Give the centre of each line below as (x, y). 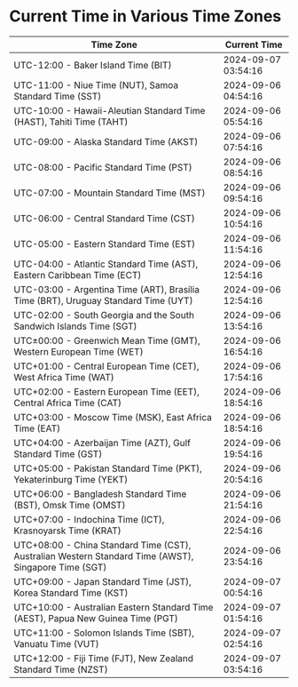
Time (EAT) (37, 428)
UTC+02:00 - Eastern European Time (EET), (106, 391)
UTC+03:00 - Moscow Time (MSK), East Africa (113, 417)
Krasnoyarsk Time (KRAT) (67, 531)
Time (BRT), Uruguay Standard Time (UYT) (103, 300)
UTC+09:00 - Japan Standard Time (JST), (103, 581)
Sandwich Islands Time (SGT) (75, 326)
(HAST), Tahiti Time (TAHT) (71, 122)
